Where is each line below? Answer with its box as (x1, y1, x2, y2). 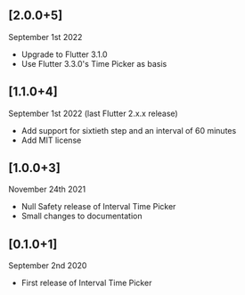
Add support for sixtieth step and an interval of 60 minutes (20, 125, 237, 135)
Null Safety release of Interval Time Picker (20, 201, 176, 212)
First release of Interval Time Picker (20, 277, 152, 289)
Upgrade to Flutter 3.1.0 (20, 49, 108, 60)
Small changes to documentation (20, 210, 143, 222)
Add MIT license (20, 135, 82, 145)
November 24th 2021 (8, 184, 86, 195)
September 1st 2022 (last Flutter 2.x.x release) (8, 108, 179, 119)
